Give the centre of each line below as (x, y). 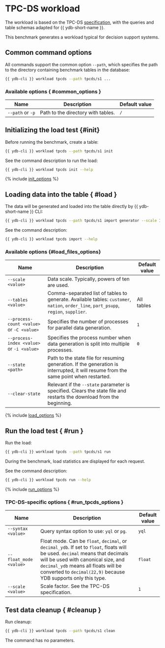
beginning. (60, 403)
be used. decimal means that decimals (84, 554)
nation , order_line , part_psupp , (83, 306)
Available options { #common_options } (53, 91)
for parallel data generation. (79, 328)
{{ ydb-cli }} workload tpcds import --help (51, 239)
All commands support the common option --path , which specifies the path (82, 64)
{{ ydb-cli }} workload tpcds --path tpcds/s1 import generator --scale (81, 221)
